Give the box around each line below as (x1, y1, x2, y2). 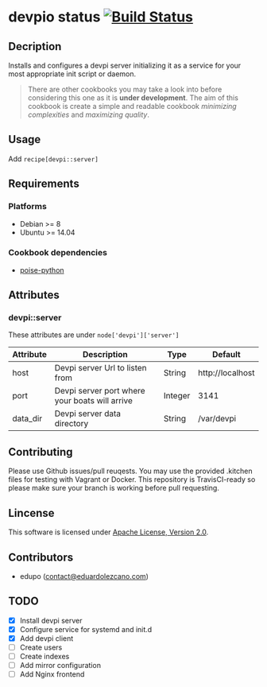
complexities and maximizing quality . (27, 110, 149, 119)
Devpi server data (54, 408, 122, 419)
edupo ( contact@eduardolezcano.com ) (19, 571, 149, 580)
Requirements (8, 177, 79, 191)
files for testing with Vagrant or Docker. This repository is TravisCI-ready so (8, 475, 256, 484)
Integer (163, 390, 191, 402)
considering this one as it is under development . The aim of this (27, 93, 238, 103)
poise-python (19, 265, 65, 274)
